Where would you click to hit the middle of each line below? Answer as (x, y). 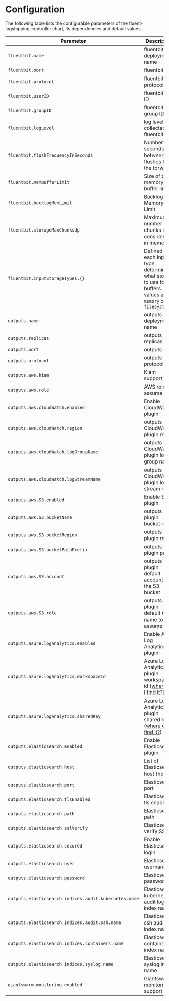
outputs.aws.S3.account (36, 576)
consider (154, 236)
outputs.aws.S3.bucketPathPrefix (48, 549)
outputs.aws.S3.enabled (36, 500)
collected (155, 128)
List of (151, 761)
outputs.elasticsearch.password (47, 878)
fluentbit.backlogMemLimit (40, 203)
